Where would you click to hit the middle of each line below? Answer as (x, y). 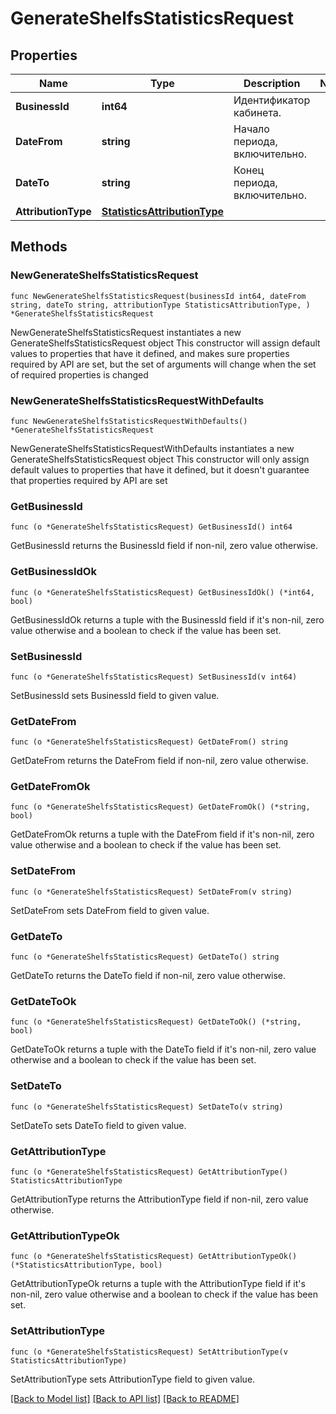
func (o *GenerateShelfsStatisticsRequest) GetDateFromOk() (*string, (160, 807)
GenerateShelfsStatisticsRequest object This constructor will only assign (160, 459)
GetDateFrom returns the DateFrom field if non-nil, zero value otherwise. (159, 761)
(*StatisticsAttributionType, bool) (86, 1265)
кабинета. (257, 112)
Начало (251, 129)
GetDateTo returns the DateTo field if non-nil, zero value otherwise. (148, 976)
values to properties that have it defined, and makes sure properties (150, 353)
